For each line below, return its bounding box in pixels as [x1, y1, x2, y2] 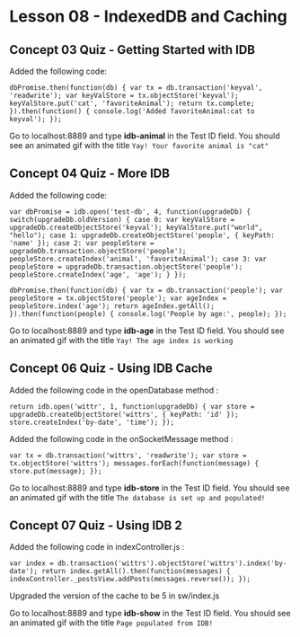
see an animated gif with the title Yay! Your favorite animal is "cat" [9, 140, 269, 150]
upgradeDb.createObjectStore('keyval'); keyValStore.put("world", [9, 223, 263, 232]
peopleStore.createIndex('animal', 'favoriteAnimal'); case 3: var [9, 254, 268, 263]
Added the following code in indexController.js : [9, 542, 185, 553]
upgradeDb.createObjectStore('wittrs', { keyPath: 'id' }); [9, 410, 240, 419]
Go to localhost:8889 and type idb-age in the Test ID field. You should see [9, 325, 285, 336]
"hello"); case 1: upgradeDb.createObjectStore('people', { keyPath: [9, 231, 276, 240]
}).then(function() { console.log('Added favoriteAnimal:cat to [9, 107, 255, 116]
